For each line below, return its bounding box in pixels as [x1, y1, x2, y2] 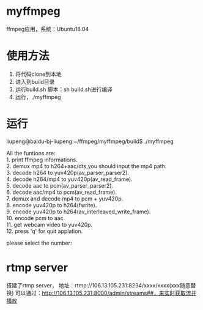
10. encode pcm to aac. [6, 214, 65, 221]
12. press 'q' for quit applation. [6, 227, 83, 235]
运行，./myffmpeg [15, 93, 61, 100]
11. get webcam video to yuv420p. [6, 221, 93, 228]
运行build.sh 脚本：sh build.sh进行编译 [15, 86, 113, 93]
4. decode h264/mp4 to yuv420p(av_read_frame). [6, 175, 133, 183]
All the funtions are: [6, 149, 56, 157]
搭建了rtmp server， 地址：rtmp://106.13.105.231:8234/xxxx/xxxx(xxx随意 [6, 281, 191, 289]
